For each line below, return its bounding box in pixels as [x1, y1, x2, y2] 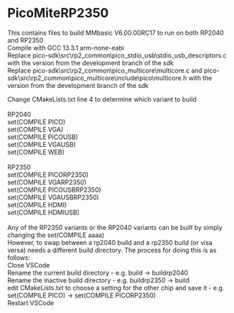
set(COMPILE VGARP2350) [7, 177, 87, 186]
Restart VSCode [7, 298, 55, 307]
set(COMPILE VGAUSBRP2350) [7, 193, 99, 202]
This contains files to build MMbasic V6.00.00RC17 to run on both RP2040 [7, 28, 225, 37]
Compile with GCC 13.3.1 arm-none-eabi [7, 43, 125, 52]
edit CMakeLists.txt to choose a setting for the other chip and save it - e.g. [7, 283, 225, 292]
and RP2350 [7, 35, 44, 44]
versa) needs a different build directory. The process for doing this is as [7, 246, 217, 254]
